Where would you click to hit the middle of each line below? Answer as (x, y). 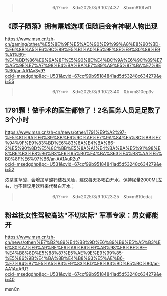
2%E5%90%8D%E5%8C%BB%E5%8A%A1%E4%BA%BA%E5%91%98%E (83, 148)
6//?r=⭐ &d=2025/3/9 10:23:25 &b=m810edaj (102, 196)
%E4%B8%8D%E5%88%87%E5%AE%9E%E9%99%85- (64, 253)
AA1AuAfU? (17, 269)
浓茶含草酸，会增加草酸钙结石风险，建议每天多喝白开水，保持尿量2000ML (82, 180)
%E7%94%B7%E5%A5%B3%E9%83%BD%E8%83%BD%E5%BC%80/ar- (82, 264)
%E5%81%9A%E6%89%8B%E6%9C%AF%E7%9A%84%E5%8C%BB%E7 (83, 137)
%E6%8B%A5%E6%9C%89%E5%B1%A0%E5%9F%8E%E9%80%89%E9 (83, 49)
